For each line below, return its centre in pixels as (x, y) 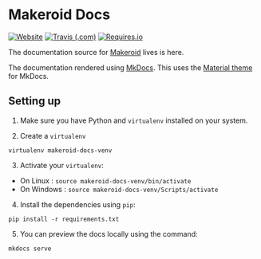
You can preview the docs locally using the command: (109, 233)
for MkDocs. (29, 76)
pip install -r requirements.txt (64, 219)
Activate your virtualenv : (61, 165)
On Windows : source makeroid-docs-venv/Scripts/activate (119, 189)
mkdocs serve (30, 249)
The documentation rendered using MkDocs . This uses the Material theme (130, 67)
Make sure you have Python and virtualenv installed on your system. (134, 120)
